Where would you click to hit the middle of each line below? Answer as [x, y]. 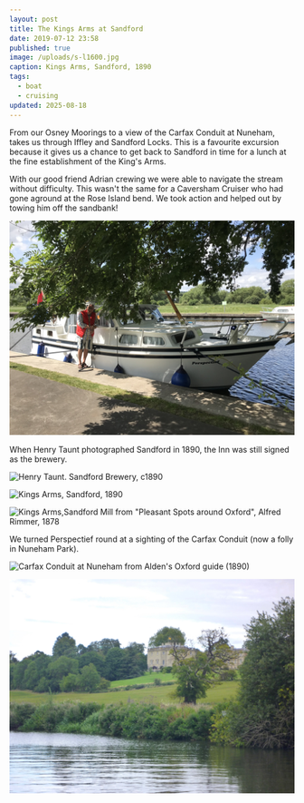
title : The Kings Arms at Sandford [76, 29]
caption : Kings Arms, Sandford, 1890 [81, 67]
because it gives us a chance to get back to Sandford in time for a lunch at [148, 152]
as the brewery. [38, 459]
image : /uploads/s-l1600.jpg [64, 58]
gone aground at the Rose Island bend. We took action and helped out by [146, 198]
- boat [30, 86]
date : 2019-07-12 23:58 [54, 38]
